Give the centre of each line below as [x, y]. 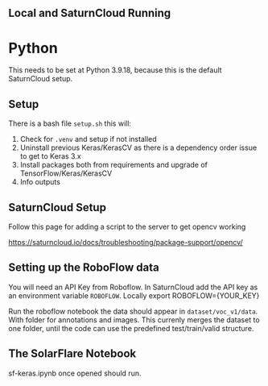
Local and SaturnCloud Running [90, 13]
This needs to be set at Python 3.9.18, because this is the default [115, 70]
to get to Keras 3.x [51, 156]
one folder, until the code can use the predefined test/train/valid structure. [131, 328]
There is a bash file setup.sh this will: [70, 123]
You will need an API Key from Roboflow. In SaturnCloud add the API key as [133, 287]
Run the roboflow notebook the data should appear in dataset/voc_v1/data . [133, 311]
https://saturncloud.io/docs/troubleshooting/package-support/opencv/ [126, 242]
